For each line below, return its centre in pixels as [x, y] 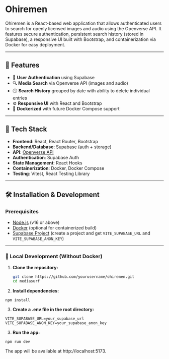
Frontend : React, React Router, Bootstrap [55, 141]
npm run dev [18, 342]
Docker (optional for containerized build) [55, 228]
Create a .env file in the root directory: [53, 310]
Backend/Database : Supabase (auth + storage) [62, 147]
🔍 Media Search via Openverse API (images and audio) [70, 83]
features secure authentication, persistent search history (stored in [74, 34]
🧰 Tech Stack [26, 129]
